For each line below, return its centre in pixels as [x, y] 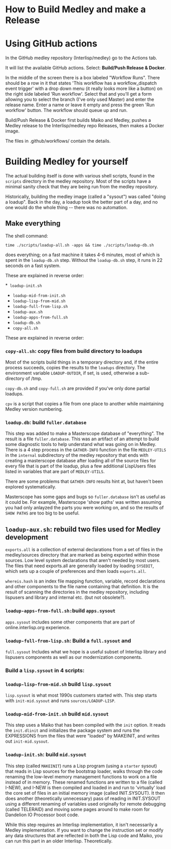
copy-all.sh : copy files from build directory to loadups [74, 351]
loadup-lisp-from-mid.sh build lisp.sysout [58, 684]
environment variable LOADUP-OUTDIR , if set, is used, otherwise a [72, 373]
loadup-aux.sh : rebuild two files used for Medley [83, 529]
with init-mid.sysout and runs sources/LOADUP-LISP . [60, 701]
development [27, 537]
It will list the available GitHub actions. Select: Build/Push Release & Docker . [86, 68]
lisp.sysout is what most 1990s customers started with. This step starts [81, 695]
